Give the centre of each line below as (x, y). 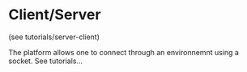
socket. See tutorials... (46, 61)
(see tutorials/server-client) (54, 37)
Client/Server (55, 15)
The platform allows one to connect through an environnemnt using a (123, 52)
